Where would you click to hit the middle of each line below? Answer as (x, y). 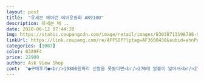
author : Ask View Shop (35, 63)
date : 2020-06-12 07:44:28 (40, 29)
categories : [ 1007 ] (31, 46)
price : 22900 (23, 57)
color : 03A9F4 (24, 52)
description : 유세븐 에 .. (38, 23)
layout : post (23, 12)
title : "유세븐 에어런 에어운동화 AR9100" (55, 18)
